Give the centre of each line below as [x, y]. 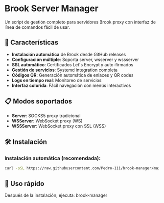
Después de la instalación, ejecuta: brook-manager [56, 195]
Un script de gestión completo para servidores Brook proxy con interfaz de [80, 22]
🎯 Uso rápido [24, 183]
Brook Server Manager [52, 9]
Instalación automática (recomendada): [53, 158]
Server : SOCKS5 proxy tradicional [46, 116]
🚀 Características [32, 43]
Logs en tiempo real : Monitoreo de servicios [57, 80]
